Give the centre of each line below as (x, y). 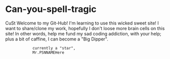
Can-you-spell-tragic (51, 9)
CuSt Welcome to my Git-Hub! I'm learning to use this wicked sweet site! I (82, 23)
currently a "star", (54, 48)
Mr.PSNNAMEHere (48, 52)
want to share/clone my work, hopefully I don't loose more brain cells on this (85, 28)
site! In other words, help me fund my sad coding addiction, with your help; (83, 33)
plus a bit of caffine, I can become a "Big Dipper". (57, 39)
